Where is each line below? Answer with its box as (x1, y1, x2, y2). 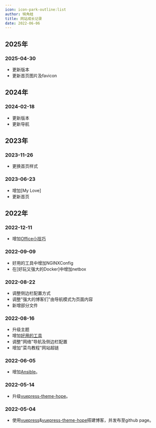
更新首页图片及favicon (12, 73, 57, 78)
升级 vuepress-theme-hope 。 (12, 393, 70, 399)
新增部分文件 (12, 302, 38, 308)
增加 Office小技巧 (12, 236, 46, 242)
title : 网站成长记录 (5, 16, 42, 21)
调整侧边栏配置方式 (12, 290, 51, 296)
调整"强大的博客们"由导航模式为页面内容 (12, 296, 93, 302)
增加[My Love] (12, 187, 41, 193)
